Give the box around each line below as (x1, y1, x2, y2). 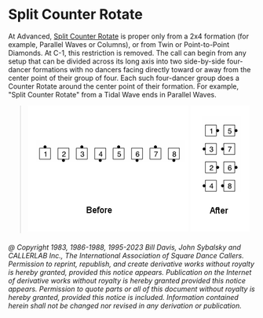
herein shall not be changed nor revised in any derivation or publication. (8, 301, 242, 310)
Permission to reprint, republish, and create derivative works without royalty (8, 259, 255, 269)
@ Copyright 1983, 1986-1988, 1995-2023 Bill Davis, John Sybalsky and (8, 242, 242, 252)
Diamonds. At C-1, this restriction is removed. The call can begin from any (8, 48, 247, 57)
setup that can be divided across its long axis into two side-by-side (8, 57, 225, 66)
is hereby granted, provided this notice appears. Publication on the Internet (8, 267, 252, 276)
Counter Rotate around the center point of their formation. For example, (8, 81, 239, 91)
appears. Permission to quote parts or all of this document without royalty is (8, 284, 255, 294)
